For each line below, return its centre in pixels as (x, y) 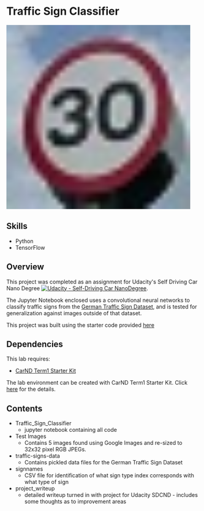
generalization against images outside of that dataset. (74, 313)
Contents (25, 408)
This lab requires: (28, 359)
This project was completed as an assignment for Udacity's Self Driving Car (102, 282)
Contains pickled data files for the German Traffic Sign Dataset (104, 463)
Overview (25, 267)
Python (24, 241)
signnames (29, 469)
